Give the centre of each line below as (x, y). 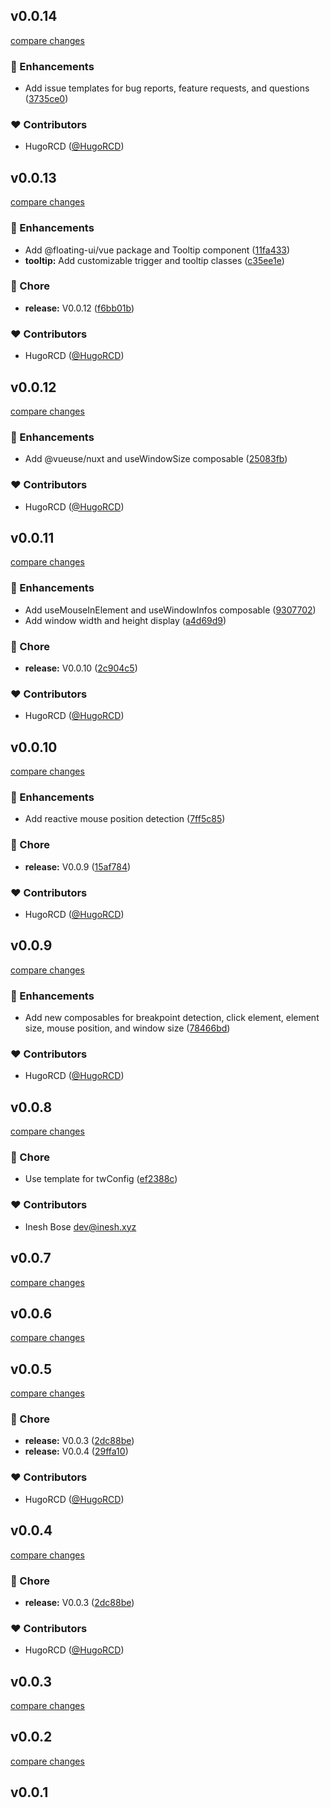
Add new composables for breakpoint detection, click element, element (172, 1018)
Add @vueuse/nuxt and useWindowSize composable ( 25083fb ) (156, 459)
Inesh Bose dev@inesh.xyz (80, 1226)
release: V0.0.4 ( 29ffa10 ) (76, 1451)
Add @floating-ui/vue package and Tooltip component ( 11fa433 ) (157, 250)
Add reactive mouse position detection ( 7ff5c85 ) (125, 819)
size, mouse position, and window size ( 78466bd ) (127, 1028)
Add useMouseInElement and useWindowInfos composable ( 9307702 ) (170, 610)
